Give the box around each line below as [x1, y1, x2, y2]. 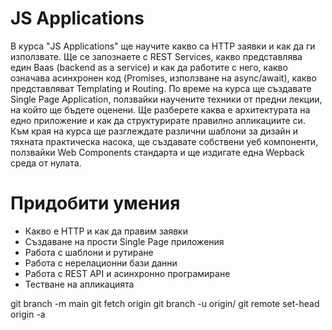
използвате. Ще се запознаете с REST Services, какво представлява [10, 50, 303, 62]
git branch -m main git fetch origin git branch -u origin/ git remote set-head [10, 297, 320, 309]
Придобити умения [10, 192, 181, 215]
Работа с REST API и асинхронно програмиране [24, 267, 231, 279]
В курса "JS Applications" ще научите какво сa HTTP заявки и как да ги [10, 40, 316, 52]
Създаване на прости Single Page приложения [24, 235, 225, 247]
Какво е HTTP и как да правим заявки [24, 225, 188, 237]
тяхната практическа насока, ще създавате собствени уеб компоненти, [10, 135, 319, 147]
